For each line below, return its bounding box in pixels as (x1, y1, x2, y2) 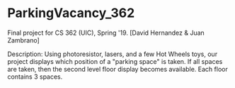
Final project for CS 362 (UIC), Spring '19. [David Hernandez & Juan (7, 28, 205, 37)
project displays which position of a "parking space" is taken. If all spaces (7, 57, 223, 65)
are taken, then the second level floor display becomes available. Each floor (7, 65, 228, 73)
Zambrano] (7, 35, 40, 44)
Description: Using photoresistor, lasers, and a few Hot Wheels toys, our (7, 50, 218, 58)
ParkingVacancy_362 (7, 5, 135, 21)
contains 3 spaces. (7, 72, 63, 81)
